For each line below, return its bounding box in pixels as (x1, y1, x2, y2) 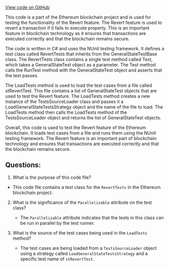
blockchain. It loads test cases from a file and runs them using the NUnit (5, 130, 156, 136)
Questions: (5, 161, 41, 170)
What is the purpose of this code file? (12, 174, 91, 180)
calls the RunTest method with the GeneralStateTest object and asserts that (5, 67, 162, 73)
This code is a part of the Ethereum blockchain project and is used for (5, 14, 151, 20)
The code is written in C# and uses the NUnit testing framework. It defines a (5, 46, 164, 51)
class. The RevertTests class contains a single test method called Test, (5, 56, 153, 62)
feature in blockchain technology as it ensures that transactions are (5, 30, 146, 36)
